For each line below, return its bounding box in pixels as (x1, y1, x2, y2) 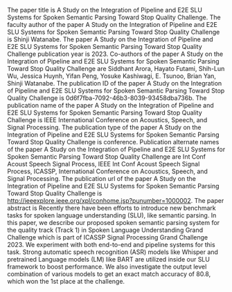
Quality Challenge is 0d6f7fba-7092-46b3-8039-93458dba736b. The (7, 94, 207, 102)
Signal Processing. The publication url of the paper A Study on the (7, 175, 196, 182)
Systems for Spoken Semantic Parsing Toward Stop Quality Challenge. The (7, 13, 221, 21)
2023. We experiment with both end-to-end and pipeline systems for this (7, 241, 216, 249)
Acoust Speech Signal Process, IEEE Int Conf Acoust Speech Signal (7, 160, 200, 168)
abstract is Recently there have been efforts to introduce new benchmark (7, 204, 216, 212)
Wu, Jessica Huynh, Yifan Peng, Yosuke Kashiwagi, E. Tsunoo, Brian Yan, (7, 72, 217, 80)
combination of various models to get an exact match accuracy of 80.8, (7, 270, 211, 278)
